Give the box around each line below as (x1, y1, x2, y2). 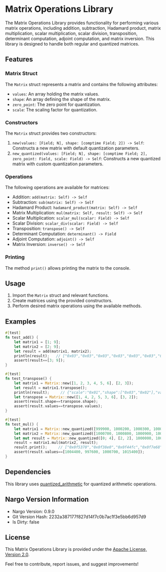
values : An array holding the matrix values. (12, 91, 100, 97)
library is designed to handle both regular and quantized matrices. (5, 41, 139, 47)
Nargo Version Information (5, 495, 89, 504)
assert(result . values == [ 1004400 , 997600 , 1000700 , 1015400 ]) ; (14, 449, 145, 455)
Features (5, 55, 33, 64)
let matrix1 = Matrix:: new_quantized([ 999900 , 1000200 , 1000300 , (14, 427, 152, 431)
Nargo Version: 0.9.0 (12, 508, 55, 514)
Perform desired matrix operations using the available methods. (12, 303, 142, 309)
